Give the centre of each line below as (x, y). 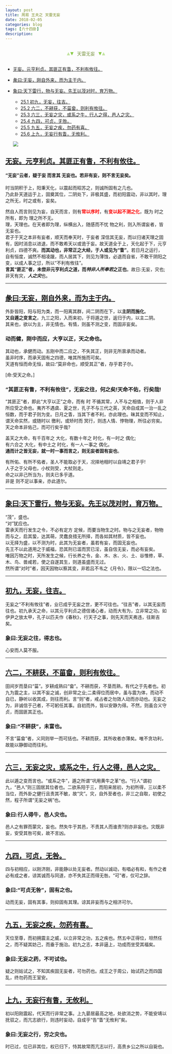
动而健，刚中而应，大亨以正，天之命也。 (55, 339)
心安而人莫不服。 (23, 650)
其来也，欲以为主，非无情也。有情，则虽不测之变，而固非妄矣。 (72, 324)
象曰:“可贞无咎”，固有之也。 (40, 890)
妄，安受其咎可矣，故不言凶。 (37, 833)
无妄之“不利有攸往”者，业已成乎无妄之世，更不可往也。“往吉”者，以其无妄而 (85, 604)
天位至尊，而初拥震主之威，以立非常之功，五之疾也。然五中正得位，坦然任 (84, 938)
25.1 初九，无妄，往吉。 (45, 102)
